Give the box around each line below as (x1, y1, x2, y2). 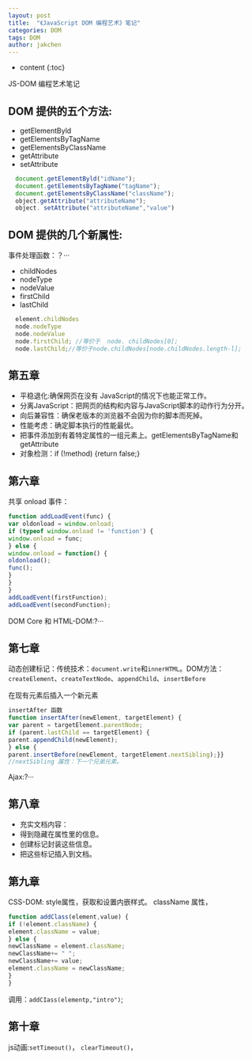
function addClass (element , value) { (8, 913, 129, 921)
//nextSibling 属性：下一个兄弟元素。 (8, 758, 123, 766)
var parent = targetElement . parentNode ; (8, 721, 144, 729)
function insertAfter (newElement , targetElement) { (8, 714, 182, 722)
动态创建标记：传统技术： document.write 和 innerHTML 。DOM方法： (8, 664, 224, 673)
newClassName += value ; (8, 957, 83, 965)
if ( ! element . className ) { (8, 920, 97, 928)
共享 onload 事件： (8, 497, 70, 506)
